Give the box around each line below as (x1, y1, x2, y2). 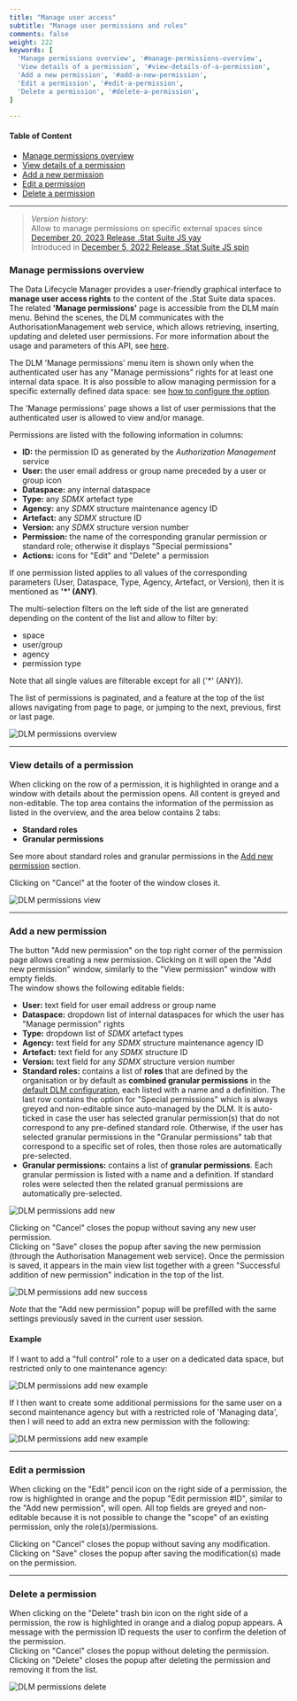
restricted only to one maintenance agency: (9, 1363, 168, 1373)
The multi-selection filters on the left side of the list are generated (9, 603, 249, 614)
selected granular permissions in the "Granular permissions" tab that (21, 1131, 272, 1143)
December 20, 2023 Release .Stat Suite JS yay (30, 232, 202, 243)
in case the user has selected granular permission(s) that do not (46, 1113, 280, 1123)
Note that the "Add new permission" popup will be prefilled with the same (9, 1304, 277, 1315)
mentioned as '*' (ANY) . (9, 586, 98, 596)
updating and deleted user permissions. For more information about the (9, 330, 270, 341)
